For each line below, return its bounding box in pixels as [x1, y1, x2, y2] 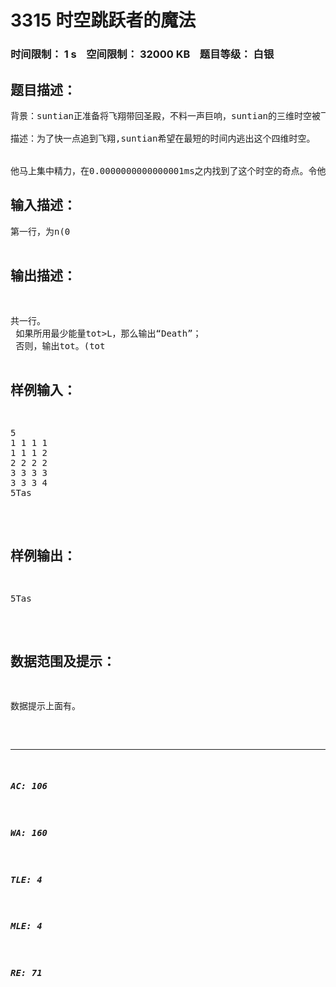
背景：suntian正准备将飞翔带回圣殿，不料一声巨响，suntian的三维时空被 [10, 110, 322, 121]
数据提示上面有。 [10, 700, 81, 711]
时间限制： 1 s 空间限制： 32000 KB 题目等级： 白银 [10, 47, 275, 61]
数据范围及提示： [10, 653, 116, 670]
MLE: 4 [10, 921, 43, 932]
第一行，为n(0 [10, 226, 71, 237]
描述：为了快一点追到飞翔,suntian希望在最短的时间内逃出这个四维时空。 [10, 132, 316, 144]
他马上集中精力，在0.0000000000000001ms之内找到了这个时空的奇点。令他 [10, 165, 327, 176]
